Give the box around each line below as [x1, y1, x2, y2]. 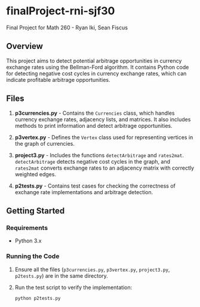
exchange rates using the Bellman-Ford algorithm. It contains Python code [6, 63, 189, 70]
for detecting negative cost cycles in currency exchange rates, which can [6, 70, 187, 77]
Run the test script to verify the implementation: [14, 284, 133, 291]
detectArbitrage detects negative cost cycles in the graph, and [14, 158, 171, 165]
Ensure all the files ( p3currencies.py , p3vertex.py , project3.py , [14, 266, 170, 273]
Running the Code [6, 252, 60, 260]
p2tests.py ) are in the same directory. [14, 272, 109, 279]
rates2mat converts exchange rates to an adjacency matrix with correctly [14, 164, 195, 171]
